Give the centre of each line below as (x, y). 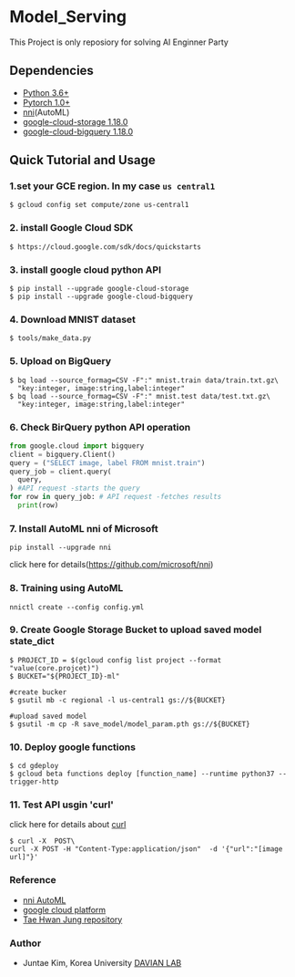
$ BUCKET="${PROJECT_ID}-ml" (65, 676)
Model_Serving (68, 17)
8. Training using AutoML (66, 588)
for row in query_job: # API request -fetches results (116, 497)
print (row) (38, 505)
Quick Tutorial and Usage (83, 160)
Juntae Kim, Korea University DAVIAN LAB (102, 963)
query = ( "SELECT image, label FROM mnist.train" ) (107, 463)
